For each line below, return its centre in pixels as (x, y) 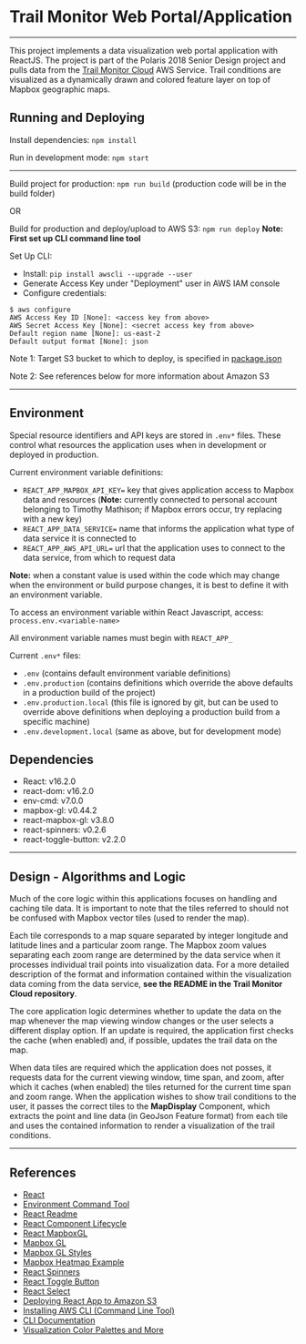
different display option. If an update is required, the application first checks (152, 1031)
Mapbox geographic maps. (60, 89)
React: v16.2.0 (49, 781)
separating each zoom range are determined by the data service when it (145, 955)
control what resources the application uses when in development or (138, 444)
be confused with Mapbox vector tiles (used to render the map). (129, 918)
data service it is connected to (79, 538)
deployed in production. (54, 454)
